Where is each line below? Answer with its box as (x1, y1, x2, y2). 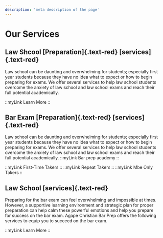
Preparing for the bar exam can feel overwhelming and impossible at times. (5, 197, 157, 203)
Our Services (5, 28, 60, 39)
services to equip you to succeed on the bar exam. (5, 218, 108, 224)
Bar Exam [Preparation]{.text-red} (5, 114, 112, 122)
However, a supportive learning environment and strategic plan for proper (5, 202, 154, 208)
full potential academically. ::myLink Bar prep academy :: (5, 155, 119, 161)
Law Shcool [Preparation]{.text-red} (5, 48, 118, 57)
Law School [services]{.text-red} (5, 184, 109, 192)
